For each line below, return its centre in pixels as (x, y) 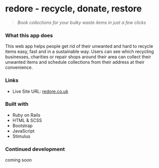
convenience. (19, 67)
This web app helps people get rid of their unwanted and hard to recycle (79, 46)
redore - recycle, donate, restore (74, 9)
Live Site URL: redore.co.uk (40, 91)
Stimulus (21, 136)
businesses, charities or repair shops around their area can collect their (78, 57)
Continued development (35, 149)
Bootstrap (22, 126)
